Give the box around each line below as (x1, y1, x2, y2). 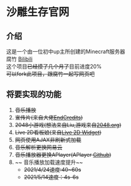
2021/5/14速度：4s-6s (23, 173, 79, 181)
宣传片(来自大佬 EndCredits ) (14, 114, 83, 121)
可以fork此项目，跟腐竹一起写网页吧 (6, 70, 95, 77)
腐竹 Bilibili (6, 55, 33, 63)
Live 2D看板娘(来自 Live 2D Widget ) (14, 129, 102, 136)
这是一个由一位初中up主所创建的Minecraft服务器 (6, 48, 126, 55)
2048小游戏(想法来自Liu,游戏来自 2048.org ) (14, 121, 121, 128)
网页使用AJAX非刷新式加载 (14, 136, 82, 143)
